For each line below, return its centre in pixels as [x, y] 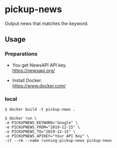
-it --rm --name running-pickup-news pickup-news [58, 140]
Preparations [21, 54]
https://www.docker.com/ [39, 85]
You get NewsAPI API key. [39, 65]
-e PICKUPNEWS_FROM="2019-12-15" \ [42, 127]
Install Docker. [27, 80]
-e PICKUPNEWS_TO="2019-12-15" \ [40, 131]
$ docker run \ [21, 118]
